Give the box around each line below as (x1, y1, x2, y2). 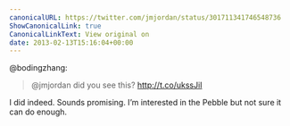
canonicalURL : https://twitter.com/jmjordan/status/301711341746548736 (9, 13, 281, 22)
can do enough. (9, 106, 68, 117)
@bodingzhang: (9, 63, 69, 73)
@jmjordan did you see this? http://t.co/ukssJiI (30, 80, 203, 90)
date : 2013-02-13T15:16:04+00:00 (9, 38, 134, 47)
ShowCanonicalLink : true (9, 21, 102, 30)
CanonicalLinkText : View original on (9, 29, 150, 38)
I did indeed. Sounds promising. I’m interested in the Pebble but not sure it (9, 97, 282, 108)
